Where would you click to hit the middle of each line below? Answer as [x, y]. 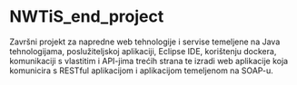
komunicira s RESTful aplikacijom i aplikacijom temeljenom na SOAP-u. [142, 71]
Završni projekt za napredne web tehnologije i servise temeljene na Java [145, 42]
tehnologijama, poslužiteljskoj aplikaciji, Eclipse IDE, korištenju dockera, [143, 51]
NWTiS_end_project [87, 17]
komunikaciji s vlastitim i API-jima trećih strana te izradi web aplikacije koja [149, 61]
